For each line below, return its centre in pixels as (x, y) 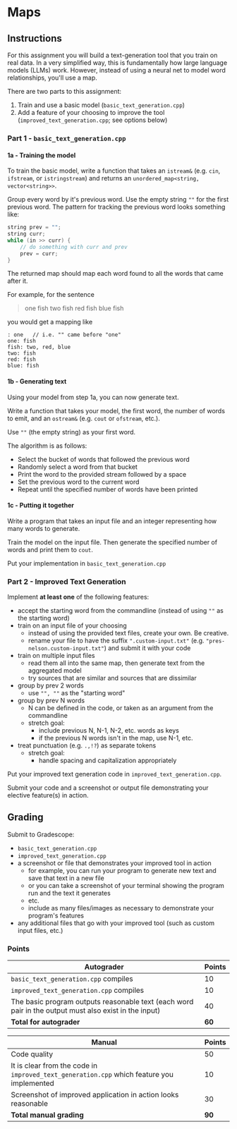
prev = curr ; (39, 254)
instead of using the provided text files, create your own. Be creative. (128, 633)
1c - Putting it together (41, 506)
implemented (32, 1083)
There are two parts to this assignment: (65, 91)
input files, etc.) (40, 930)
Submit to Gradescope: (41, 834)
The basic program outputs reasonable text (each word (102, 1002)
